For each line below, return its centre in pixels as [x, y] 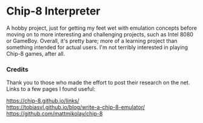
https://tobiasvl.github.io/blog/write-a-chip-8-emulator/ [76, 107]
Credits [17, 69]
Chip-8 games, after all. [36, 53]
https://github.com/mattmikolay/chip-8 [55, 114]
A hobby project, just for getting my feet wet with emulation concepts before [101, 28]
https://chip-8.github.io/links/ [43, 101]
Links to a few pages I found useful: [51, 89]
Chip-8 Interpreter [54, 11]
